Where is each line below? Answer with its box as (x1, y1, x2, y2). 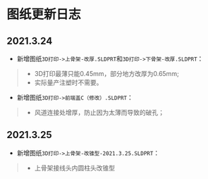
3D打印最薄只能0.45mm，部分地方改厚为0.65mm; (34, 70, 179, 78)
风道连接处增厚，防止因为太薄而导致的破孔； (34, 109, 165, 116)
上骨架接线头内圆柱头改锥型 (34, 163, 116, 172)
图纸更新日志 (6, 6, 82, 23)
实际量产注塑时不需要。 (34, 78, 103, 87)
